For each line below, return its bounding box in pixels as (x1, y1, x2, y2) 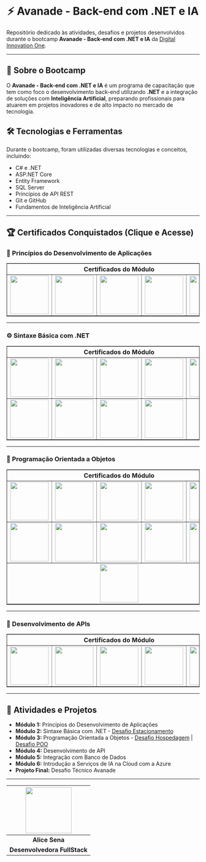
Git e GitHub (15, 196, 47, 204)
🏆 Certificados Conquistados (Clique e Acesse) (6, 227, 194, 237)
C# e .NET (15, 164, 42, 171)
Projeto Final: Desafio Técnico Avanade (15, 766, 116, 774)
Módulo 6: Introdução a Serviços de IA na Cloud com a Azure (15, 760, 172, 767)
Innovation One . (6, 42, 47, 49)
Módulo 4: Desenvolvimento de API (15, 747, 105, 754)
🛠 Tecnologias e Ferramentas (6, 126, 123, 137)
